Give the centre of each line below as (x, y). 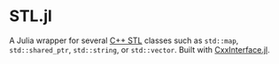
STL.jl (31, 16)
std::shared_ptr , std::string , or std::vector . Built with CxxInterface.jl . (139, 49)
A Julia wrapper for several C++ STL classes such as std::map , (124, 40)
